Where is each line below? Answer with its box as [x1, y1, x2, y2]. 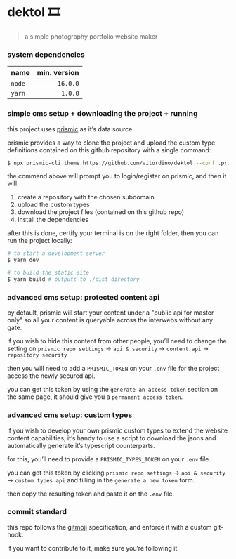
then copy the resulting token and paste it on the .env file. [7, 489, 174, 498]
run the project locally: [7, 237, 72, 245]
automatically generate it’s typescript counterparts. [7, 441, 156, 449]
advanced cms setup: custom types [7, 410, 133, 420]
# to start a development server [7, 250, 105, 257]
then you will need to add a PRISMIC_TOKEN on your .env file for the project [7, 364, 220, 373]
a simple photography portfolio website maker [24, 32, 158, 41]
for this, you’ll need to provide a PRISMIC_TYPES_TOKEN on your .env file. [7, 454, 211, 463]
